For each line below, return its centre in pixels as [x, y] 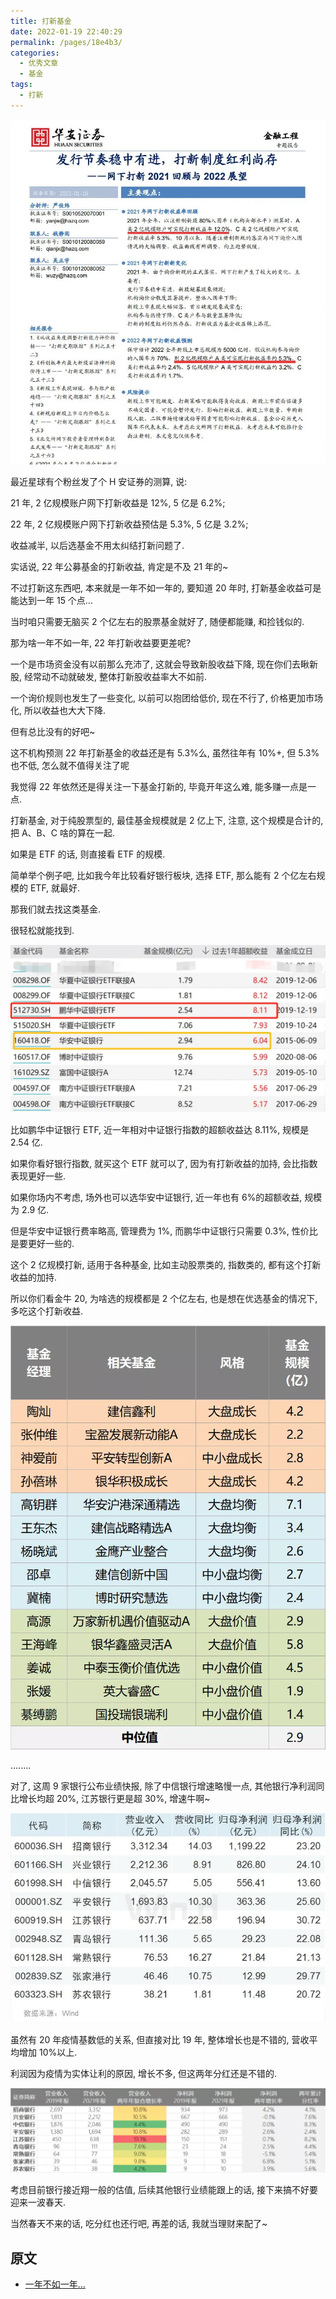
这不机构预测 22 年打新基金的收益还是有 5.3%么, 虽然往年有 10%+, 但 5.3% [165, 753]
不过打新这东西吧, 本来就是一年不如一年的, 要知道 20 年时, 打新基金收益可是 [166, 588]
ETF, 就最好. [55, 888]
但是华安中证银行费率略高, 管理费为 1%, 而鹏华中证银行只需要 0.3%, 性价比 [164, 1231]
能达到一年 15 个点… [51, 601]
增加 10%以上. [48, 2052]
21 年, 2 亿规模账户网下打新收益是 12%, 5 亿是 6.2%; [118, 503]
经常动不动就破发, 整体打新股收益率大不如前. [115, 677]
